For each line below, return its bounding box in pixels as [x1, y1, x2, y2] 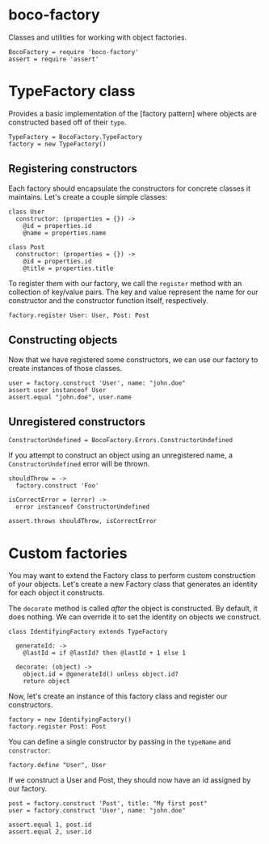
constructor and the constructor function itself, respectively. [8, 295, 208, 305]
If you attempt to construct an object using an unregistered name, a [8, 450, 233, 460]
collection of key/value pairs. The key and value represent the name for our [8, 287, 258, 297]
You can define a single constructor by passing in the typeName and [8, 737, 232, 747]
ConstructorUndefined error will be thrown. [8, 459, 150, 469]
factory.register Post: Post [8, 723, 107, 731]
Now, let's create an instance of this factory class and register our [8, 691, 228, 701]
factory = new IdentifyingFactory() [8, 715, 132, 724]
